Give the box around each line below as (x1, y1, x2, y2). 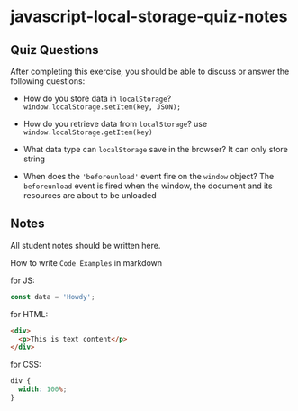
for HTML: (10, 308, 49, 319)
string (23, 153, 46, 164)
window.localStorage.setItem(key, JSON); (23, 103, 181, 112)
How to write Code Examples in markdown (10, 257, 163, 268)
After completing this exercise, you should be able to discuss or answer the (10, 66, 290, 77)
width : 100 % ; (18, 385, 68, 394)
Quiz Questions (10, 42, 99, 58)
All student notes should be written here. (10, 240, 161, 251)
